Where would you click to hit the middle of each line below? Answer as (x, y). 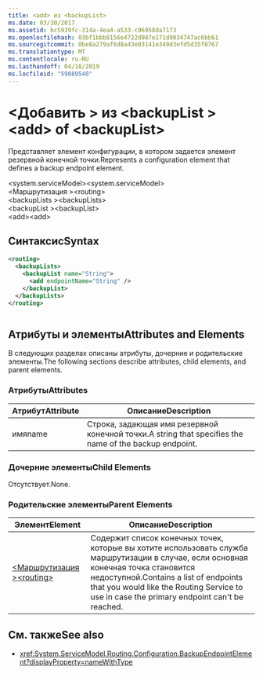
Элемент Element (47, 525)
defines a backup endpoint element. (67, 168)
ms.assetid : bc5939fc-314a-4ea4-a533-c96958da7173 (92, 30)
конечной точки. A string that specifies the (165, 434)
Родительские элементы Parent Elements (90, 504)
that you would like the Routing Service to (167, 588)
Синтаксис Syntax (54, 241)
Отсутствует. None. (39, 484)
